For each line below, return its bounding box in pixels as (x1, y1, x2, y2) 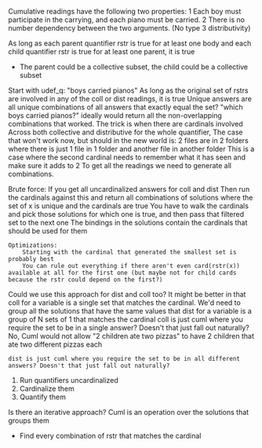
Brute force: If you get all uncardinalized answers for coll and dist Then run (8, 185, 250, 193)
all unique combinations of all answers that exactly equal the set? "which (8, 102, 243, 112)
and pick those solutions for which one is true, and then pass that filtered (8, 210, 245, 218)
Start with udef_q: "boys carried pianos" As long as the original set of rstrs (8, 86, 249, 95)
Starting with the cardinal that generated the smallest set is (22, 248, 237, 256)
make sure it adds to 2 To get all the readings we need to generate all (8, 161, 231, 170)
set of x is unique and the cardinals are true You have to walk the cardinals (8, 201, 249, 211)
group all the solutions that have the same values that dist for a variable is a (8, 307, 253, 315)
